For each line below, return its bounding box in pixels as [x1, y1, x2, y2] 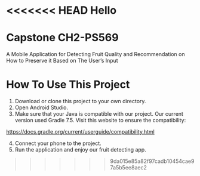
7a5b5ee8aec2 [110, 164, 147, 171]
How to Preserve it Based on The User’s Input [6, 57, 118, 64]
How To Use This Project [6, 78, 130, 91]
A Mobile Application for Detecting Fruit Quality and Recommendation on [6, 51, 185, 58]
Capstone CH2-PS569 [6, 31, 119, 45]
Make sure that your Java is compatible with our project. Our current [14, 110, 184, 118]
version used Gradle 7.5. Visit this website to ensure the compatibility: [14, 117, 186, 124]
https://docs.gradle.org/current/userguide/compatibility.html [6, 128, 155, 135]
